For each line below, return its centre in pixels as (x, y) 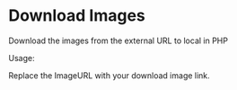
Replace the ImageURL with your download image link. (109, 75)
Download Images (77, 16)
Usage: (22, 58)
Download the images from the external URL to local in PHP (118, 40)
